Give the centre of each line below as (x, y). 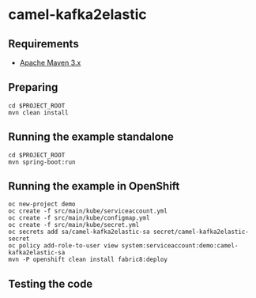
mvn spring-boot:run (42, 162)
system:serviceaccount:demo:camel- (180, 246)
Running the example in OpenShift (94, 186)
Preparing (33, 87)
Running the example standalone (91, 137)
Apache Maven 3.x (50, 62)
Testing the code (51, 283)
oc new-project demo (42, 204)
